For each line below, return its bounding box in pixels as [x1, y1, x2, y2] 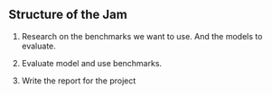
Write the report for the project [21, 75, 136, 86]
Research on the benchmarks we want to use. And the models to [21, 30, 263, 41]
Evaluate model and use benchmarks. [21, 57, 163, 68]
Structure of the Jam [8, 7, 127, 22]
